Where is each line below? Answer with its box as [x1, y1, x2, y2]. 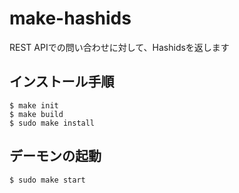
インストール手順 [9, 73, 115, 91]
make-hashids [9, 7, 132, 30]
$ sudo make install [9, 118, 96, 128]
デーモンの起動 [9, 148, 102, 165]
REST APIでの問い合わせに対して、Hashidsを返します [9, 41, 230, 53]
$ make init [9, 100, 59, 111]
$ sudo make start [9, 175, 86, 185]
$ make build [9, 109, 64, 119]
